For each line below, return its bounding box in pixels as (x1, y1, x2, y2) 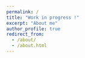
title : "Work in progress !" (6, 14, 80, 21)
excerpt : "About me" (6, 20, 58, 26)
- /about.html (11, 43, 47, 49)
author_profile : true (6, 25, 61, 32)
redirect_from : (6, 31, 45, 37)
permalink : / (6, 8, 39, 15)
